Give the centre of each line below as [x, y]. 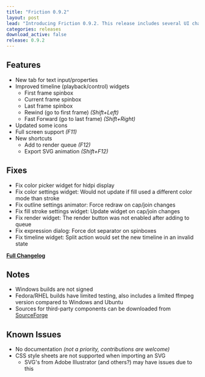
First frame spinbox [49, 93]
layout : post [23, 18]
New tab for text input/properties [56, 79]
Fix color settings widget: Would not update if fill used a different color [103, 192]
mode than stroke [37, 198]
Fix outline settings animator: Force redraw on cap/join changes [95, 205]
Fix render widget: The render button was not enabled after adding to [102, 218]
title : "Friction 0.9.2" [38, 12]
